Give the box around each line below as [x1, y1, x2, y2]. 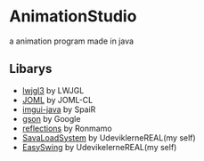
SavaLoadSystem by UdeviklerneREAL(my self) [21, 132, 196, 143]
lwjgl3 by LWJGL [21, 85, 85, 95]
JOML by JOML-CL [21, 94, 94, 105]
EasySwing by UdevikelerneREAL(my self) [21, 141, 177, 152]
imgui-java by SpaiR [21, 104, 96, 115]
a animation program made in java [9, 36, 135, 46]
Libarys [9, 61, 53, 76]
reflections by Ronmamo [21, 123, 113, 133]
